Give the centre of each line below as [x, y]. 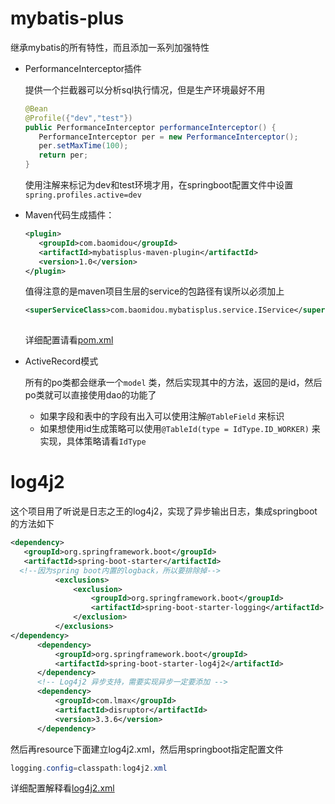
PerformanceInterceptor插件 [83, 68]
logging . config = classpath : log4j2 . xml [89, 768]
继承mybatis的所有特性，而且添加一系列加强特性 [110, 47]
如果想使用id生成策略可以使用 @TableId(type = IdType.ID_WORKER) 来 [180, 429]
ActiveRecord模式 [61, 361]
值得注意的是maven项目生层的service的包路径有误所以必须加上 [154, 291]
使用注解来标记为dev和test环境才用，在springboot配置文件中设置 [159, 185]
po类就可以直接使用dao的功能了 [90, 395]
